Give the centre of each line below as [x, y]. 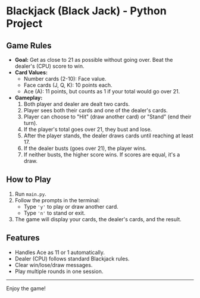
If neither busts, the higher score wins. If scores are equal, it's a [102, 155]
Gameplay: [29, 98]
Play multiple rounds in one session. [59, 271]
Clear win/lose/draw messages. [54, 265]
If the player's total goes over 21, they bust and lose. [88, 129]
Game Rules [29, 46]
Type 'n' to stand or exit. [54, 213]
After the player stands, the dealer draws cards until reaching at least [108, 136]
